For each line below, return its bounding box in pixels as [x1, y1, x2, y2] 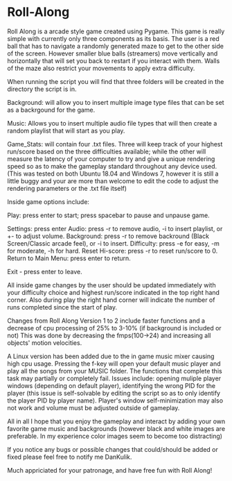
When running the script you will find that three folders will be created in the [7, 77, 224, 85]
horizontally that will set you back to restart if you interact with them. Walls [7, 56, 220, 65]
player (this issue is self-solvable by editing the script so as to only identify [7, 389, 220, 397]
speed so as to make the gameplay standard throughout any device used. [7, 162, 217, 170]
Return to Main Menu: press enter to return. [7, 254, 132, 262]
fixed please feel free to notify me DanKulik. [7, 453, 132, 461]
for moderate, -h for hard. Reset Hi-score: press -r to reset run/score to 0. [7, 246, 218, 255]
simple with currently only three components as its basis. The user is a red [7, 34, 220, 42]
